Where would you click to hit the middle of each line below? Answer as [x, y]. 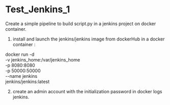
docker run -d [20, 54]
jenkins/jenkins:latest [28, 81]
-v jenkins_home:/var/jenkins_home [43, 59]
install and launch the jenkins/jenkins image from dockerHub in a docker [89, 39]
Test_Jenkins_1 [38, 9]
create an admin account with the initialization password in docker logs [87, 91]
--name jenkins [21, 76]
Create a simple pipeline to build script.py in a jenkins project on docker [81, 24]
